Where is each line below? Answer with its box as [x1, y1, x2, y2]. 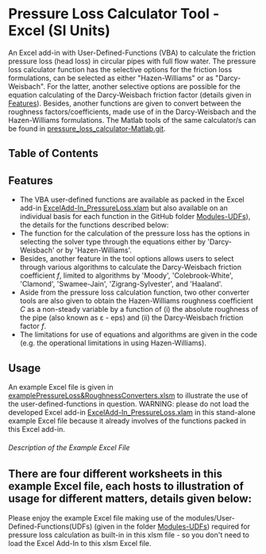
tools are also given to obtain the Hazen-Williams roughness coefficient [19, 296, 254, 306]
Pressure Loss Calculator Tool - [8, 5, 220, 23]
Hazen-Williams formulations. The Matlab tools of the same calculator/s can [8, 115, 256, 125]
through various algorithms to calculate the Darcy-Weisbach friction [19, 263, 242, 272]
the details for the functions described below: [19, 220, 169, 230]
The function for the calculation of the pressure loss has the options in [19, 229, 250, 238]
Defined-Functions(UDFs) [8, 521, 93, 531]
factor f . [19, 321, 46, 331]
